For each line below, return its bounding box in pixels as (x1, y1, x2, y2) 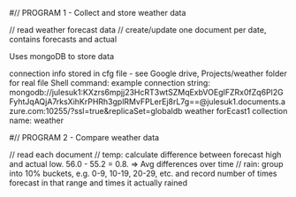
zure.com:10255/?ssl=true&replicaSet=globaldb (9, 106, 183, 116)
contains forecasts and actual (9, 34, 118, 44)
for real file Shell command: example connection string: (9, 78, 210, 87)
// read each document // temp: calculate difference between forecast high (9, 149, 282, 160)
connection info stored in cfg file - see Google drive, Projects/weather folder (9, 68, 287, 79)
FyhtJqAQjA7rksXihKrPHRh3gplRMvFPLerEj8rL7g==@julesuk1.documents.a (9, 96, 285, 107)
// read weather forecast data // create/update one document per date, (9, 25, 267, 34)
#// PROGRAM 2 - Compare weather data (9, 133, 160, 142)
